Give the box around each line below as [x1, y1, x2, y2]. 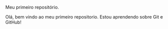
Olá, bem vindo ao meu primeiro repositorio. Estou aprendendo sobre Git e [5, 14, 163, 19]
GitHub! [5, 19, 22, 25]
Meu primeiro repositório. [5, 4, 59, 10]
